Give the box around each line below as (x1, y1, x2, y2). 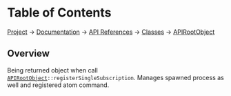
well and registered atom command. (7, 81, 110, 89)
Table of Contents (7, 5, 112, 21)
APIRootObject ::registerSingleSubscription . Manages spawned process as (7, 73, 224, 81)
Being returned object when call (7, 66, 98, 74)
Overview (7, 48, 50, 59)
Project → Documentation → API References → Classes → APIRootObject (7, 28, 215, 36)
